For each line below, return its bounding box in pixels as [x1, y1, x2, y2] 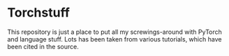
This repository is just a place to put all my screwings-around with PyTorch [7, 28, 222, 36]
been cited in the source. [7, 42, 79, 50]
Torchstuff [7, 5, 70, 21]
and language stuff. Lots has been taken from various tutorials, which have [7, 35, 222, 43]
